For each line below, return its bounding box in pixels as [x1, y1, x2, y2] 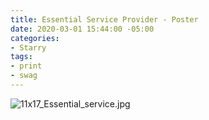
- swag [10, 71, 38, 81]
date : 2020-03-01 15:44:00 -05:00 [10, 24, 155, 34]
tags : [10, 52, 33, 62]
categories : [10, 33, 60, 43]
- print [10, 61, 43, 71]
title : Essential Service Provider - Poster [10, 14, 199, 25]
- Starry [10, 42, 47, 53]
